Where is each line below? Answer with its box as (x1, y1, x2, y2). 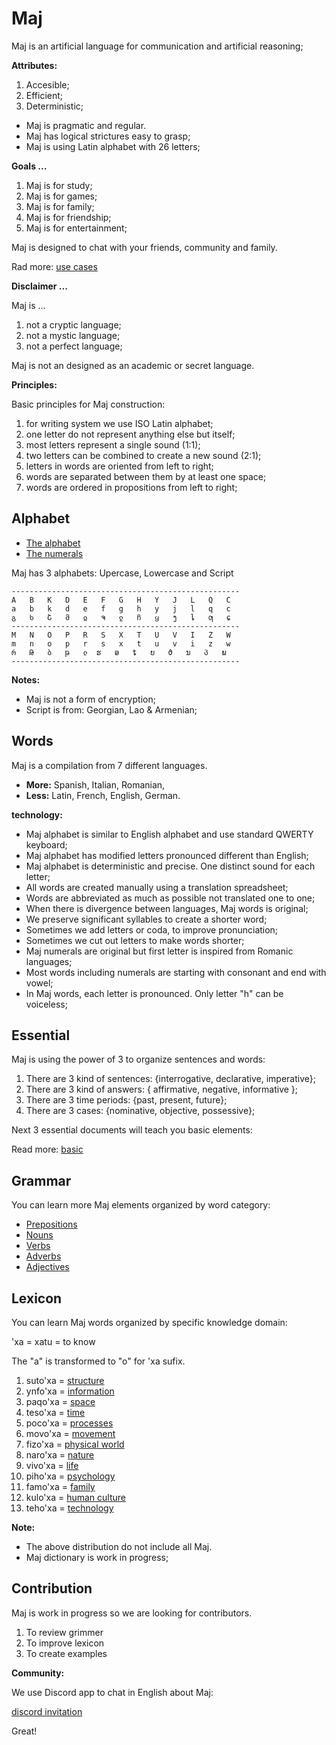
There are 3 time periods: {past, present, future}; (25, 1094, 228, 1106)
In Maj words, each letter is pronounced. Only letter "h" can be (25, 987, 284, 999)
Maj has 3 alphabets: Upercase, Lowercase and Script (11, 567, 234, 579)
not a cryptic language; (25, 318, 122, 331)
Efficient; (25, 89, 64, 101)
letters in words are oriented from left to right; (25, 460, 214, 472)
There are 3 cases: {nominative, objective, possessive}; (25, 1105, 256, 1117)
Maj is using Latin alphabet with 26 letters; (25, 140, 201, 152)
